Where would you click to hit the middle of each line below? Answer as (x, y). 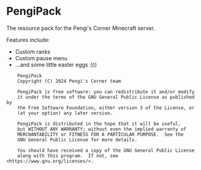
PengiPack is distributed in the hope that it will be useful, (99, 124)
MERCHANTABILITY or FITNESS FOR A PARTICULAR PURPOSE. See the (100, 134)
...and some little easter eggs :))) (56, 65)
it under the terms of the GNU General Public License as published (106, 97)
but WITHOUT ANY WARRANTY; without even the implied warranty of (102, 129)
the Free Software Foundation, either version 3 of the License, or (106, 108)
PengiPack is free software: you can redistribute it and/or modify (106, 92)
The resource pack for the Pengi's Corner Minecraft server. (81, 28)
